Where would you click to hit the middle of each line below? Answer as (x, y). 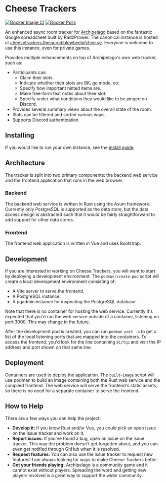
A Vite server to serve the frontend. (48, 291)
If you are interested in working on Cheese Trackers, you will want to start (80, 271)
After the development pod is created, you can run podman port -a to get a (81, 331)
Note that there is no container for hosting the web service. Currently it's (79, 311)
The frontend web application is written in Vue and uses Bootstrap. (73, 243)
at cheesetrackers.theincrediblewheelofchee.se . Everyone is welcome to (79, 42)
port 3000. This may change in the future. (48, 322)
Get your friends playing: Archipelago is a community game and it (80, 465)
